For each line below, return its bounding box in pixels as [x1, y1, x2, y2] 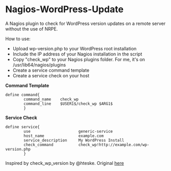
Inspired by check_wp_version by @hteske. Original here [5, 160, 124, 166]
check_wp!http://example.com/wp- [78, 142, 150, 147]
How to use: [5, 36, 31, 42]
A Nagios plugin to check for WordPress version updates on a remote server [5, 20, 166, 26]
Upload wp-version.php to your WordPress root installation [12, 45, 137, 51]
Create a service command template [12, 67, 89, 73]
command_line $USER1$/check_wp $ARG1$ [23, 101, 113, 106]
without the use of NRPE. [5, 25, 58, 32]
